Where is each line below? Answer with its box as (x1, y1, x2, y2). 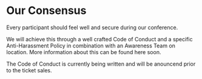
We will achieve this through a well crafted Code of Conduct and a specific (6, 35, 193, 43)
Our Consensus (6, 4, 87, 18)
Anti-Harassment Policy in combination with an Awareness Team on (6, 42, 176, 49)
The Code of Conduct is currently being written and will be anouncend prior (6, 60, 196, 67)
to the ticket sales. (6, 66, 52, 74)
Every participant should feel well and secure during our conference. (6, 24, 178, 31)
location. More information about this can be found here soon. (6, 48, 161, 55)
